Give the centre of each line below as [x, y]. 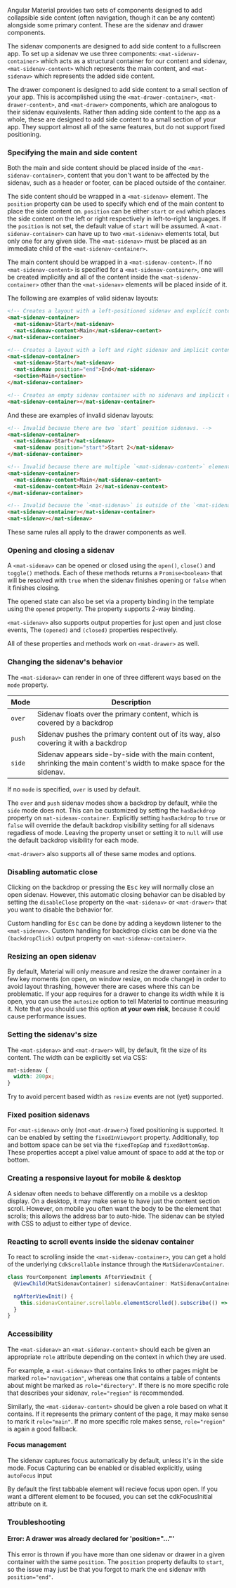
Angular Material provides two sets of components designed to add [105, 10]
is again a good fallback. [43, 1429]
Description [131, 702]
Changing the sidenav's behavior [65, 662]
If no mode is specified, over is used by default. [74, 789]
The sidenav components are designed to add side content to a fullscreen [114, 46]
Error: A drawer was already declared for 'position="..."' [91, 1539]
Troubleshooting [36, 1522]
